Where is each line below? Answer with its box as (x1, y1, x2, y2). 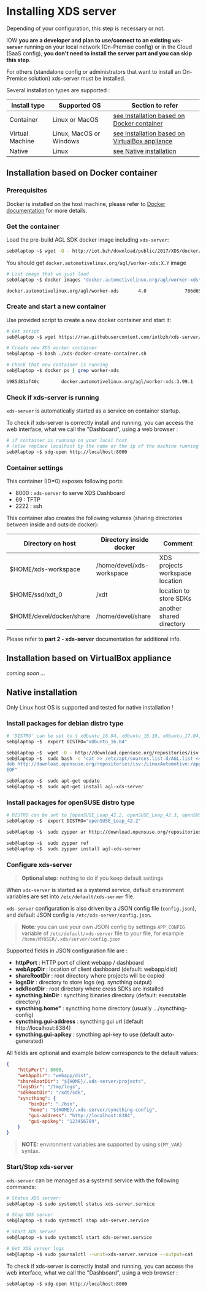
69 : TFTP (15, 496, 41, 504)
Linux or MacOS (52, 115, 99, 124)
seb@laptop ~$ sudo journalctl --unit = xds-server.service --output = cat (6, 1251, 193, 1257)
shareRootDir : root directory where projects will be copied (15, 971, 165, 979)
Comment (163, 539, 193, 548)
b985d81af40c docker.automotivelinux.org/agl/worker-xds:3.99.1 (6, 378, 193, 385)
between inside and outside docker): (6, 521, 99, 528)
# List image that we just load (6, 271, 89, 277)
